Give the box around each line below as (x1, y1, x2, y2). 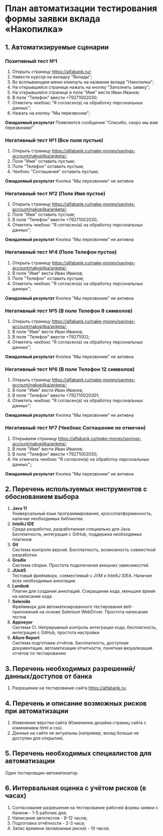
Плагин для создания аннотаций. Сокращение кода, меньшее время (12, 588, 156, 594)
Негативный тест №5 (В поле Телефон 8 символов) (5, 307, 133, 314)
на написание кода (12, 593, 52, 599)
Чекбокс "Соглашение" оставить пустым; (12, 169, 99, 174)
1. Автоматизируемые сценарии (5, 43, 109, 51)
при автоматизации (5, 707, 69, 715)
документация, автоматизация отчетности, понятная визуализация (12, 645, 152, 651)
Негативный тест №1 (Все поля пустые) (5, 137, 104, 144)
